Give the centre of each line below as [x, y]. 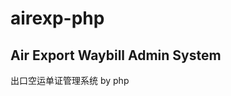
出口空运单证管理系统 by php [70, 80]
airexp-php [57, 18]
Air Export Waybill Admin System [116, 55]
